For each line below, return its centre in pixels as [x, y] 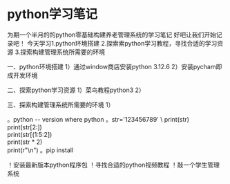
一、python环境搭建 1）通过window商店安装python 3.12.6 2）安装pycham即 [115, 66]
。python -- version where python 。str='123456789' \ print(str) [98, 119]
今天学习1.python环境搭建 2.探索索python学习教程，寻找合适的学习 [122, 43]
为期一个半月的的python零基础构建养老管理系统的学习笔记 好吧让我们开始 [112, 35]
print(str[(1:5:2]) [30, 134]
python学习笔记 [52, 14]
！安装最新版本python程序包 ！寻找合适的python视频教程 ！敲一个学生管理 [113, 165]
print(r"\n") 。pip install [40, 150]
